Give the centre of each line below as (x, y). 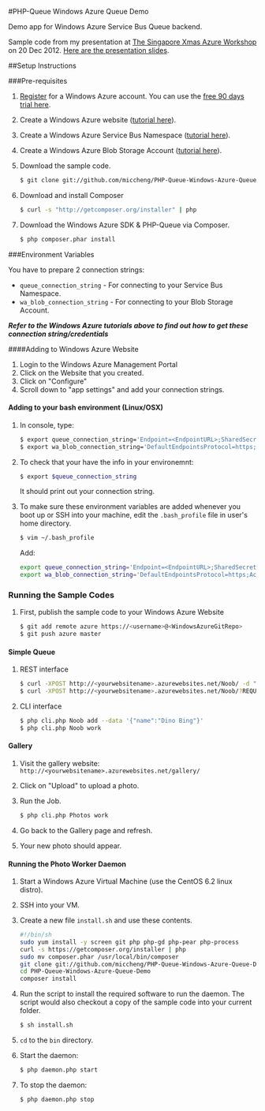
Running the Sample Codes (61, 595)
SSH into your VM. (50, 905)
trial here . (35, 105)
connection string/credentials (58, 334)
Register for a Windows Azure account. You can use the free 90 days (132, 96)
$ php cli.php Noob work (60, 728)
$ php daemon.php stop (57, 1099)
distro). (31, 890)
